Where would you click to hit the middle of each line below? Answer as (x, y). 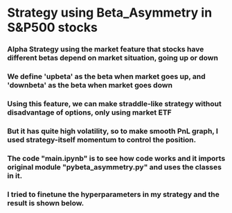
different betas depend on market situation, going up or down (113, 58)
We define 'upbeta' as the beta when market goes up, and (106, 76)
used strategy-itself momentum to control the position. (102, 139)
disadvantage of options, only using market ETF (89, 112)
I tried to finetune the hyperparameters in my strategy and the (113, 194)
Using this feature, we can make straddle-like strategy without (114, 103)
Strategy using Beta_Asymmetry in (110, 13)
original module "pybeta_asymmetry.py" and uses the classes (114, 167)
